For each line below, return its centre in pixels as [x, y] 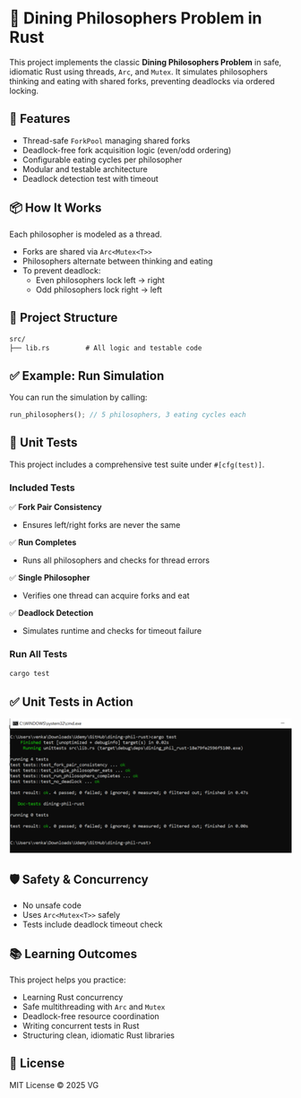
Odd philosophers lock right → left [99, 290]
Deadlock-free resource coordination [90, 1016]
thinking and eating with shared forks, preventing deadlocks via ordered [142, 81]
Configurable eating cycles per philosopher [102, 160]
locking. [24, 91]
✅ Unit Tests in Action [72, 701]
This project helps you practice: [68, 980]
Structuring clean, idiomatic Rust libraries [98, 1035]
